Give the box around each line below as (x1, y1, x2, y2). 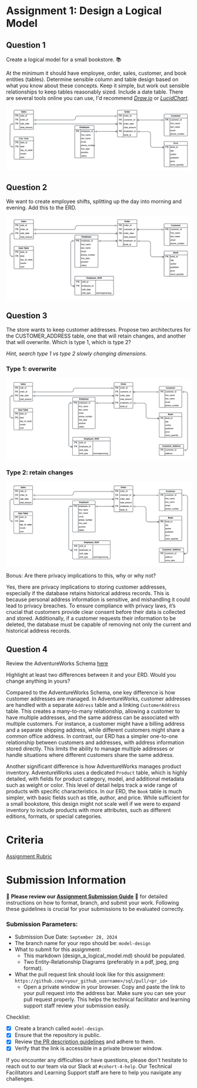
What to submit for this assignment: (14, 946, 101, 953)
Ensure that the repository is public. (14, 1032, 101, 1039)
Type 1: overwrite (6, 365, 57, 373)
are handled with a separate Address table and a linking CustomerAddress (6, 702, 181, 709)
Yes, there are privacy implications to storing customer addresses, (6, 583, 166, 590)
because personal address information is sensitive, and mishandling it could (6, 596, 190, 603)
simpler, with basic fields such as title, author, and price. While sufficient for (6, 794, 190, 801)
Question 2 (6, 182, 48, 192)
